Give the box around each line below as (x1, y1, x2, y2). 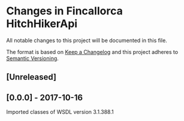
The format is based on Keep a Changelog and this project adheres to (6, 48, 179, 55)
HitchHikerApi (6, 17, 78, 31)
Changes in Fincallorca (6, 4, 123, 18)
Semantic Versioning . (6, 55, 59, 62)
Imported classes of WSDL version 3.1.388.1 (6, 108, 114, 116)
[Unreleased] (6, 72, 57, 82)
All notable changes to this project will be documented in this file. (6, 37, 168, 44)
